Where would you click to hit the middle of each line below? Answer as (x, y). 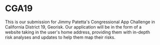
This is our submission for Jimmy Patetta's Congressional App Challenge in (80, 22)
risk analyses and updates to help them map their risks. (60, 37)
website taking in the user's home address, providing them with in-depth (78, 32)
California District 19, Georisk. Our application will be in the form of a (73, 27)
